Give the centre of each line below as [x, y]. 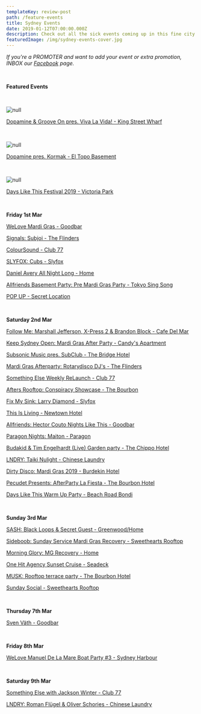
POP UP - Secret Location [39, 296]
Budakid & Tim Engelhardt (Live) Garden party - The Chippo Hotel [88, 448]
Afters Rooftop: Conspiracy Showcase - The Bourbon [72, 389]
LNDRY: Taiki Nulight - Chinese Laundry [56, 460]
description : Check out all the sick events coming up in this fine [94, 34]
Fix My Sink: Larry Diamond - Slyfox [51, 401]
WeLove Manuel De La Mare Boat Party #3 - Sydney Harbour [82, 657]
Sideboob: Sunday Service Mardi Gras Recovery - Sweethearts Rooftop [95, 541]
